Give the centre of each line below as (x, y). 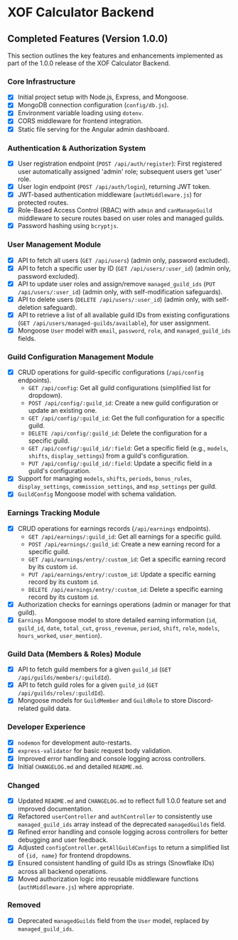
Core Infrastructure (42, 81)
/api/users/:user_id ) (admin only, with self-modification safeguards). (120, 291)
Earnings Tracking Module (54, 513)
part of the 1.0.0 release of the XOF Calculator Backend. (89, 63)
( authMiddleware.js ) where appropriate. (76, 887)
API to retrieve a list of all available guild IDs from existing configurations (124, 315)
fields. (27, 338)
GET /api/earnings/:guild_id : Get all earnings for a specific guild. (125, 536)
